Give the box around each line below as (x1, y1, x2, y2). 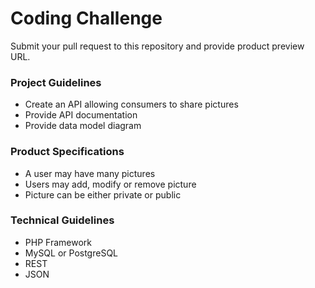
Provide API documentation (24, 109, 138, 121)
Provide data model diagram (24, 120, 142, 132)
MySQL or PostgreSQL (24, 247, 119, 259)
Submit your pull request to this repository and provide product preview (10, 40, 305, 52)
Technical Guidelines (10, 213, 115, 227)
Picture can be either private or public (24, 188, 182, 201)
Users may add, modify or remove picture (24, 178, 197, 190)
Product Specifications (10, 145, 125, 159)
